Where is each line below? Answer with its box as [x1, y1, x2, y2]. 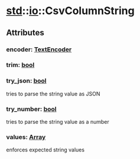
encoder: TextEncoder [6, 45, 72, 54]
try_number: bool [6, 105, 57, 113]
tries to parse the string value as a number [6, 118, 109, 125]
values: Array [6, 132, 46, 141]
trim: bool [6, 61, 35, 69]
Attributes [6, 28, 44, 38]
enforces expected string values [6, 146, 84, 154]
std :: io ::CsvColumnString [6, 4, 135, 18]
